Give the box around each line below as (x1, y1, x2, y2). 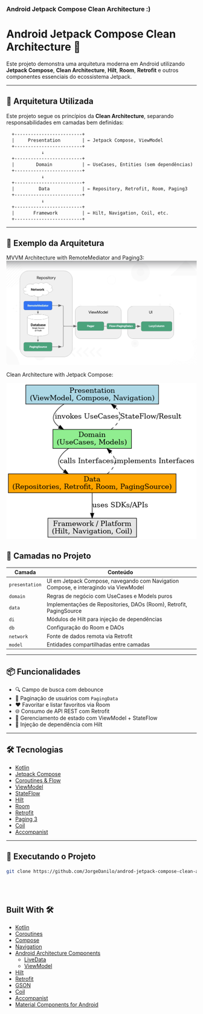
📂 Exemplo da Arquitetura (6, 238, 105, 248)
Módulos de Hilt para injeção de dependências (46, 615, 163, 623)
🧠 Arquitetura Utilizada (6, 96, 94, 107)
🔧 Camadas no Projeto (6, 551, 92, 562)
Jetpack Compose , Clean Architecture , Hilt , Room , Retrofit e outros (6, 66, 179, 74)
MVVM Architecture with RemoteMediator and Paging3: (6, 254, 145, 262)
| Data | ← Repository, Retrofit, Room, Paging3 (11, 185, 188, 192)
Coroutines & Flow (14, 777, 62, 784)
